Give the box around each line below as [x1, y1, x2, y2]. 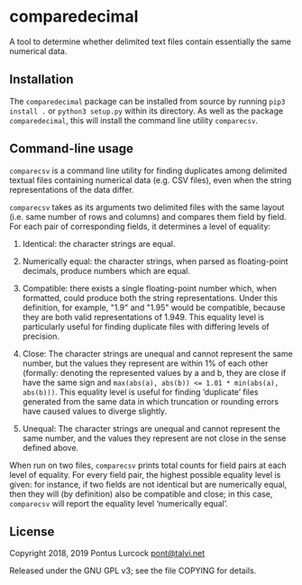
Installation [9, 72, 74, 87]
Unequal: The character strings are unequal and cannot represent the [22, 423, 281, 434]
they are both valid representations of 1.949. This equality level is [22, 311, 264, 322]
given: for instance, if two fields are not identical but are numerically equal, [9, 479, 288, 489]
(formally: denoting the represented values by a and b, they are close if [22, 367, 287, 378]
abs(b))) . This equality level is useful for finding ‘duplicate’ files [22, 386, 259, 398]
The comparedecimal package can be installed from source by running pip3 [9, 96, 286, 106]
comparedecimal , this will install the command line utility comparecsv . [9, 114, 259, 125]
